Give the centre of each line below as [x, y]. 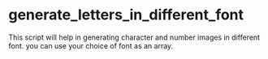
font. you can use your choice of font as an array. [91, 45]
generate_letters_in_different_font [126, 15]
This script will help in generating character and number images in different [134, 37]
